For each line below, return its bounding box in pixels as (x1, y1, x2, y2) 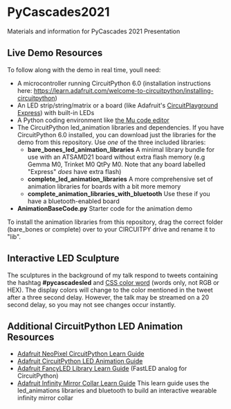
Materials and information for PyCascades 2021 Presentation (7, 27, 181, 35)
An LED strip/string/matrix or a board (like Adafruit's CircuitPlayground (17, 101, 219, 110)
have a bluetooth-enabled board (27, 197, 120, 205)
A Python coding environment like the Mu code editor (17, 116, 169, 124)
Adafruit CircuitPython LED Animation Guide (17, 357, 143, 365)
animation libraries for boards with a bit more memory (27, 182, 181, 191)
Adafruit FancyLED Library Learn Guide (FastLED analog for (17, 365, 187, 373)
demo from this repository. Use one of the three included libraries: (17, 138, 206, 146)
